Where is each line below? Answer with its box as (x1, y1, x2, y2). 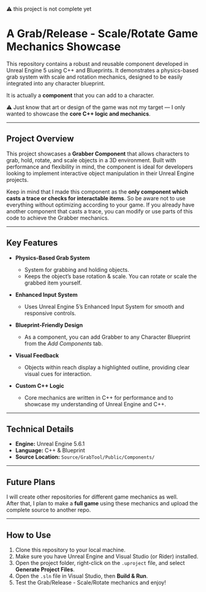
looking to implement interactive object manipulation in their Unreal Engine (6, 169, 194, 177)
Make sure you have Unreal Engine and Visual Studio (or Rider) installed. (15, 553, 199, 560)
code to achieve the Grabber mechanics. (6, 214, 109, 221)
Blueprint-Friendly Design (15, 321, 83, 328)
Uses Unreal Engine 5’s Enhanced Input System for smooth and (24, 302, 185, 310)
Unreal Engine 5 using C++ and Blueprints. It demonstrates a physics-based (6, 66, 199, 74)
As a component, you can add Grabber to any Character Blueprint (24, 333, 191, 341)
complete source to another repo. (6, 507, 91, 514)
